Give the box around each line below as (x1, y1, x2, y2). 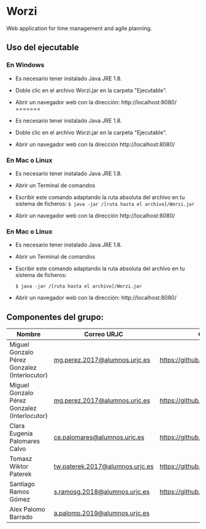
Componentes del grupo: (6, 311, 104, 322)
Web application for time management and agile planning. (6, 25, 152, 32)
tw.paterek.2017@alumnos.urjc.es (53, 462, 154, 471)
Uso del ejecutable (6, 42, 79, 53)
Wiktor (9, 462, 29, 471)
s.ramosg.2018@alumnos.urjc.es (53, 487, 150, 496)
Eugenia (9, 429, 33, 438)
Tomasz (9, 455, 32, 463)
